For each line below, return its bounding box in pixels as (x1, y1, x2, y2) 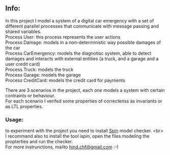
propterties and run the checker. (5, 139, 73, 145)
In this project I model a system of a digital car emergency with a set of (5, 17, 154, 23)
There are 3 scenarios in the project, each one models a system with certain (5, 87, 165, 93)
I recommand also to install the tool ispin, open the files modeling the (5, 133, 150, 139)
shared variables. (5, 28, 42, 35)
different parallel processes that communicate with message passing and (5, 23, 159, 29)
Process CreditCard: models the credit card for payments (5, 77, 126, 83)
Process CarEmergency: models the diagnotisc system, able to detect (5, 50, 152, 56)
